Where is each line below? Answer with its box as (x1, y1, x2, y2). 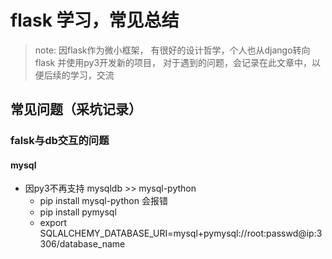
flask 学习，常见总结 (10, 9, 180, 32)
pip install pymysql (39, 206, 117, 218)
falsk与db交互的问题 (10, 134, 110, 148)
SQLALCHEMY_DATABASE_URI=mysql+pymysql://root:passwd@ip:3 (39, 227, 323, 240)
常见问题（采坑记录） (10, 101, 142, 118)
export (39, 217, 68, 229)
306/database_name (39, 238, 126, 250)
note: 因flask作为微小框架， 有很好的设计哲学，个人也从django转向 (34, 44, 311, 56)
